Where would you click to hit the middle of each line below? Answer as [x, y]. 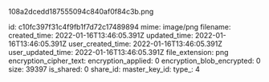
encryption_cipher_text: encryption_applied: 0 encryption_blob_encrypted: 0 [134, 61]
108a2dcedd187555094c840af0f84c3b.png [81, 12]
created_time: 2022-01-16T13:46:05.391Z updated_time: [101, 35]
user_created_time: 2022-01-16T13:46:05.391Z [145, 44]
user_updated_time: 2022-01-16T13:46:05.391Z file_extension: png [118, 52]
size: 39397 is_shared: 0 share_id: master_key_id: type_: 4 [104, 69]
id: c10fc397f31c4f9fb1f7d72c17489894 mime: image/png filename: [120, 27]
